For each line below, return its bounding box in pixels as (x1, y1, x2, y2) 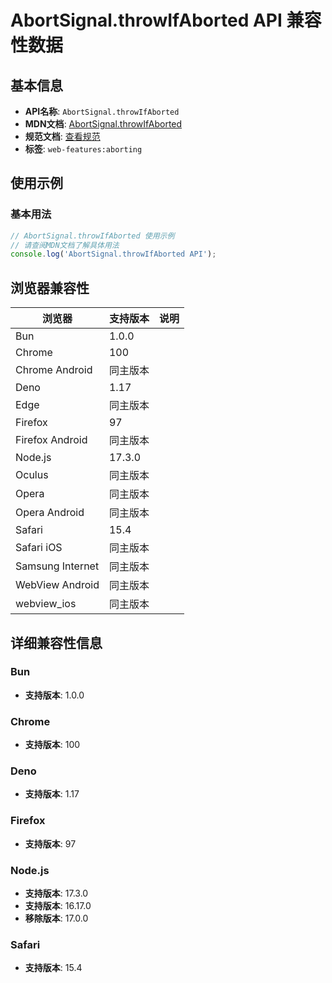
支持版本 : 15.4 (24, 962, 83, 974)
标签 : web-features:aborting (24, 143, 143, 155)
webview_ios (15, 597, 77, 611)
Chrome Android (15, 363, 93, 377)
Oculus (15, 468, 49, 482)
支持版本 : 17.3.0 (24, 887, 89, 899)
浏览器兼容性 (10, 279, 90, 296)
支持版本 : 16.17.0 (24, 900, 92, 911)
